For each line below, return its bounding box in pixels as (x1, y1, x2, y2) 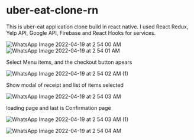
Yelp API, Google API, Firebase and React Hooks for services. (6, 29, 156, 36)
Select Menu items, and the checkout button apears (6, 58, 132, 66)
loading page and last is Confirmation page (6, 104, 111, 111)
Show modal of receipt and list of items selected (6, 81, 124, 89)
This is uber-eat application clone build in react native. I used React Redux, (6, 23, 189, 30)
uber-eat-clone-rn (6, 4, 99, 17)
